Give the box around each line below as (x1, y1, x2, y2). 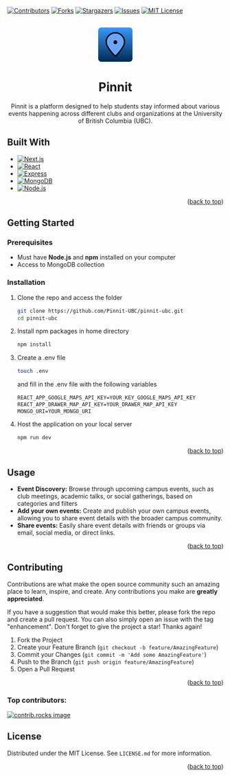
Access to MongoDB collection (16, 261, 105, 269)
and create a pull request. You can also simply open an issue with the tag (7, 615, 214, 623)
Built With (7, 137, 50, 148)
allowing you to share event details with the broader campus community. (16, 513, 223, 522)
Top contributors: (7, 695, 67, 705)
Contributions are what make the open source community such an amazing (7, 580, 220, 588)
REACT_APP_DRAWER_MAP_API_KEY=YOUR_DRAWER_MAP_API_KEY (16, 402, 178, 408)
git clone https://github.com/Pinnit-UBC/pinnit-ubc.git (16, 308, 184, 314)
